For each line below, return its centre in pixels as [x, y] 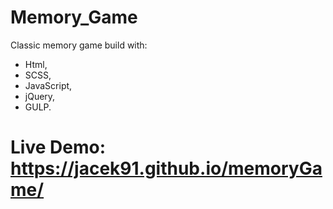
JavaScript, [48, 85]
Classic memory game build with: [79, 45]
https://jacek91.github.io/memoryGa [166, 168]
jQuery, [40, 96]
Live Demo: [58, 147]
